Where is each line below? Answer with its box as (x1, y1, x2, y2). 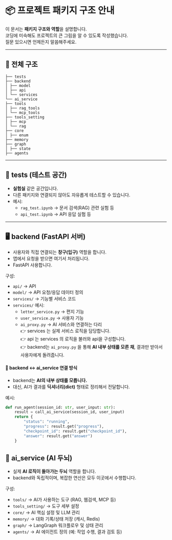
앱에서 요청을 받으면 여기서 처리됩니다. (12, 256, 90, 262)
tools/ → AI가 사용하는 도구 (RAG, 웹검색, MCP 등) (12, 497, 116, 503)
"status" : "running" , (24, 419, 70, 424)
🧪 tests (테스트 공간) (5, 171, 68, 179)
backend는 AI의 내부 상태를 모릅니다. (12, 377, 88, 383)
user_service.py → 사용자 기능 (20, 315, 84, 321)
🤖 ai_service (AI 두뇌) (5, 454, 73, 462)
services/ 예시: (12, 302, 45, 309)
